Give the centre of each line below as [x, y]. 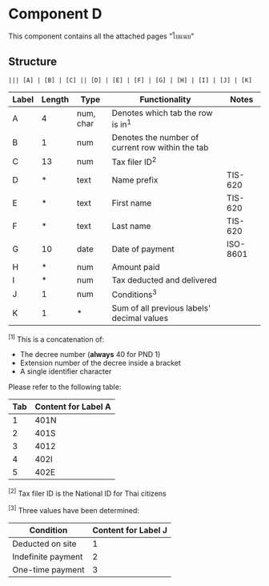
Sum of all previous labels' [161, 307]
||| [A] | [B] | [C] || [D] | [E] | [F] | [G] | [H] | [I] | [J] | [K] [130, 80]
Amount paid [136, 267]
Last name [131, 227]
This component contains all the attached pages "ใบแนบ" [101, 36]
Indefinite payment [48, 556]
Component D [55, 14]
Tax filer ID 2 [134, 162]
